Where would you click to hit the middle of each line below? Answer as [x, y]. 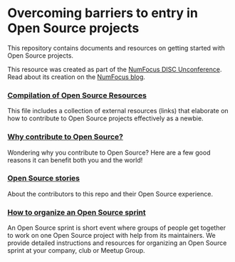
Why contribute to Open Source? [65, 137]
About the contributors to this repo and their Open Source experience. [110, 194]
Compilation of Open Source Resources [77, 95]
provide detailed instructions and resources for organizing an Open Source [117, 243]
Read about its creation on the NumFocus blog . [77, 77]
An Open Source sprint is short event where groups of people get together [117, 228]
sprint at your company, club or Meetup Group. [76, 251]
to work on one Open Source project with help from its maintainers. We [111, 236]
